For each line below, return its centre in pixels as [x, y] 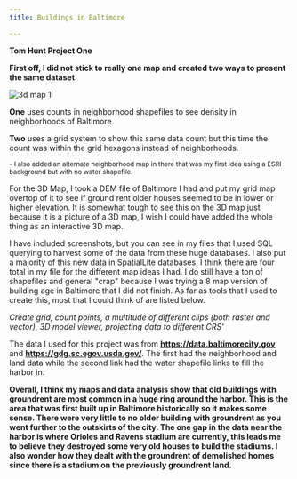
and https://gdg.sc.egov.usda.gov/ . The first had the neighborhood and [143, 353]
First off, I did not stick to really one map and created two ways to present [148, 68]
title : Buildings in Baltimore [67, 17]
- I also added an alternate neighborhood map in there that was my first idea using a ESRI [145, 164]
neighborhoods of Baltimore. [62, 121]
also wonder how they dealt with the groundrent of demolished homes [141, 455]
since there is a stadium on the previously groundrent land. [120, 465]
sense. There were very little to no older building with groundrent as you [145, 418]
